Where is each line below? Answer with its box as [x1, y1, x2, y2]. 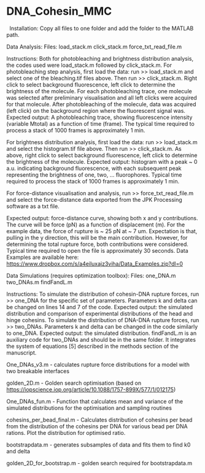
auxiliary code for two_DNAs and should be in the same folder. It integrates [6, 336, 196, 343]
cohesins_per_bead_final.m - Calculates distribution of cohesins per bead [6, 416, 193, 423]
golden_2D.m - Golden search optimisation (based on [6, 379, 142, 386]
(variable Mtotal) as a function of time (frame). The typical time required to [6, 120, 195, 127]
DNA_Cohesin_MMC [6, 4, 112, 18]
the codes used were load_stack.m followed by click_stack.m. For [6, 61, 172, 69]
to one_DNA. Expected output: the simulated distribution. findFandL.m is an [6, 329, 197, 337]
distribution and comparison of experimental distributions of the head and [6, 310, 193, 317]
